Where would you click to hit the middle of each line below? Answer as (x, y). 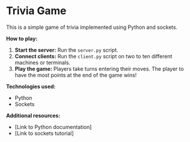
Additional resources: (33, 115)
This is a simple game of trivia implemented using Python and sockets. (92, 27)
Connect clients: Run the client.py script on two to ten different (93, 56)
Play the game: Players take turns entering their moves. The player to (99, 68)
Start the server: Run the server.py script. (66, 50)
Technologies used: (31, 86)
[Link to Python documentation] (53, 127)
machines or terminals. (42, 62)
